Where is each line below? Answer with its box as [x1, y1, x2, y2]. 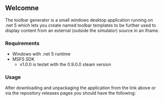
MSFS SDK [12, 56, 35, 62]
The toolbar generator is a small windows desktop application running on [5, 17, 153, 23]
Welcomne [5, 4, 39, 12]
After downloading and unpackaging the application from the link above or [5, 85, 156, 91]
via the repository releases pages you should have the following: [5, 90, 136, 96]
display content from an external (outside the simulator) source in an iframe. [5, 27, 160, 34]
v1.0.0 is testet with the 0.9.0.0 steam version [19, 62, 112, 67]
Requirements [5, 39, 40, 46]
